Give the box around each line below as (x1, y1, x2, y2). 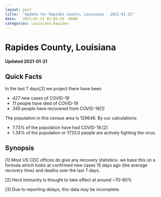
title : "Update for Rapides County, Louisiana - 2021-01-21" (5, 12, 135, 17)
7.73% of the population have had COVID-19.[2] (12, 124, 108, 130)
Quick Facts (5, 73, 43, 81)
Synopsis (5, 144, 34, 152)
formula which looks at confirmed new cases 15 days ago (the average (5, 162, 148, 168)
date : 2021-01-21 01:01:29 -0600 (5, 16, 78, 21)
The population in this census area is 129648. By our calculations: (5, 115, 138, 121)
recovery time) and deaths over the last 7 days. (5, 167, 100, 173)
